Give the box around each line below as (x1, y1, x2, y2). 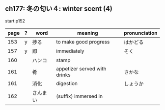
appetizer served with (56, 65, 107, 72)
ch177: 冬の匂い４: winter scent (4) (5, 4, 113, 13)
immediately (56, 47, 84, 54)
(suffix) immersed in (56, 92, 103, 99)
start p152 (5, 18, 26, 23)
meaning (77, 29, 98, 36)
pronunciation (124, 29, 158, 36)
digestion (56, 80, 78, 87)
